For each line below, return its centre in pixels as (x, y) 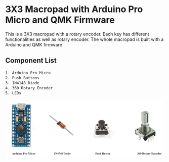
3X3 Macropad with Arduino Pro (74, 9)
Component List (31, 61)
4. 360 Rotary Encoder (29, 88)
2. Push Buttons (22, 78)
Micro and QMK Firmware (60, 20)
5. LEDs (13, 93)
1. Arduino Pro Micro (28, 73)
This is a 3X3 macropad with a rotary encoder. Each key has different (77, 34)
